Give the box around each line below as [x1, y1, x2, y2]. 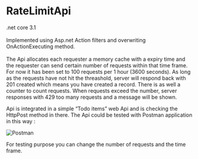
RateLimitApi [6, 4, 71, 18]
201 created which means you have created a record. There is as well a [6, 80, 181, 88]
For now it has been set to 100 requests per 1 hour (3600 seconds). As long [6, 68, 191, 75]
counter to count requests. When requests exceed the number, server [6, 87, 177, 94]
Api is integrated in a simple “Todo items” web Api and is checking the [6, 105, 178, 112]
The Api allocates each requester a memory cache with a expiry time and [6, 55, 186, 63]
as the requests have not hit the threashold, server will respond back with [6, 74, 186, 82]
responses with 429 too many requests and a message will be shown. [6, 93, 177, 101]
